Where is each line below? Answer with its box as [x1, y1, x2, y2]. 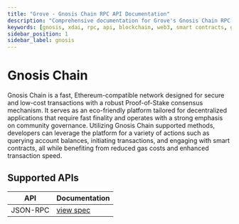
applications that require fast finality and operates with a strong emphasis [7, 114, 223, 122]
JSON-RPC [11, 205, 50, 215]
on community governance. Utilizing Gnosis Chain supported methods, [7, 122, 216, 130]
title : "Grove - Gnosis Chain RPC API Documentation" [7, 10, 171, 18]
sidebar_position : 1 [7, 30, 69, 38]
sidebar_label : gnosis [7, 37, 75, 44]
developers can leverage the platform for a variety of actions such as [7, 129, 210, 137]
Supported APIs [7, 172, 80, 184]
